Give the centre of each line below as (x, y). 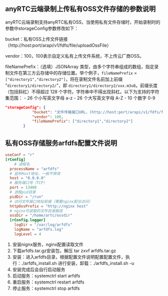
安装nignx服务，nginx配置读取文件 (48, 244)
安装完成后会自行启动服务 (39, 269)
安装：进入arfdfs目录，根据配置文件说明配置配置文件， (69, 257)
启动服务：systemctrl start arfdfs (46, 275)
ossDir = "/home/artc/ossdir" (41, 215)
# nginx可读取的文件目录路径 (36, 211)
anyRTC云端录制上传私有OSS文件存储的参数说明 (80, 9)
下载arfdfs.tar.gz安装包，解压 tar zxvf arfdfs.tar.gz (64, 250)
